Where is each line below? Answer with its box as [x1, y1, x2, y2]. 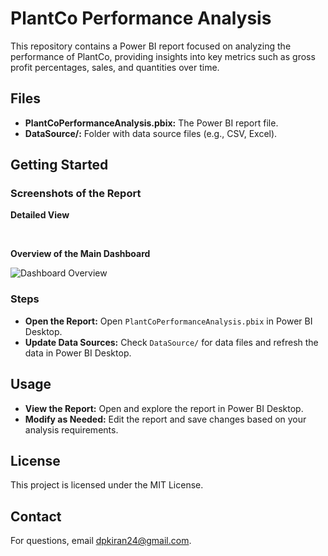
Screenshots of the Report [10, 187, 142, 201]
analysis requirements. [24, 423, 119, 436]
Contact [10, 508, 62, 525]
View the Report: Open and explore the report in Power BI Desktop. [24, 402, 304, 414]
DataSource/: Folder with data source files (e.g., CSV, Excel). [24, 127, 278, 139]
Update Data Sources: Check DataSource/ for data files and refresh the [24, 336, 319, 348]
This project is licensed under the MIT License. [10, 479, 204, 491]
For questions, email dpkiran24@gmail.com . [10, 535, 192, 547]
